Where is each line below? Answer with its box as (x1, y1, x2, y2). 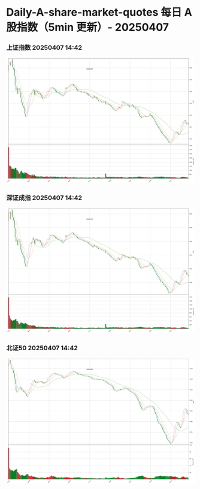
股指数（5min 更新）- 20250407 (6, 20, 169, 34)
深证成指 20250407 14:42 (6, 193, 83, 202)
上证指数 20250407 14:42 (6, 43, 83, 52)
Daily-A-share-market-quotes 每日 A (6, 5, 193, 19)
